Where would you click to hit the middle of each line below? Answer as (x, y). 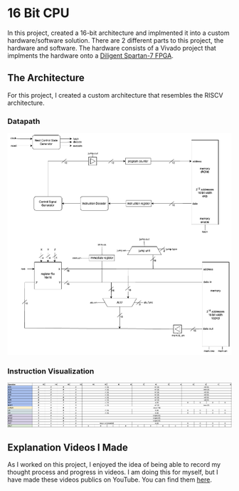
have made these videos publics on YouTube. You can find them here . (110, 480)
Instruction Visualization (51, 371)
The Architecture (46, 78)
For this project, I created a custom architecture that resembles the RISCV (115, 95)
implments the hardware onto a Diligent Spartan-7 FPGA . (91, 56)
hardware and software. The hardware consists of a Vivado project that (112, 48)
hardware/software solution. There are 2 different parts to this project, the (116, 40)
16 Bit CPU (38, 13)
